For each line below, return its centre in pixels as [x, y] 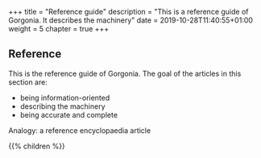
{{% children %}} [37, 146]
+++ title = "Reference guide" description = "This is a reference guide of [128, 12]
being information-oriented [65, 98]
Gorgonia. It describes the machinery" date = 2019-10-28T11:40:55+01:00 [131, 20]
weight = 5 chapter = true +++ [59, 29]
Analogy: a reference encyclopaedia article [80, 130]
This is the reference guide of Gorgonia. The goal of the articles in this [125, 73]
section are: [28, 82]
